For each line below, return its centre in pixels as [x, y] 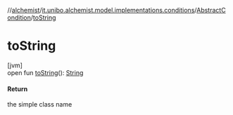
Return [18, 89]
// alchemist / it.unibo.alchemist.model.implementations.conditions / [102, 10]
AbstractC [211, 10]
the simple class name [40, 104]
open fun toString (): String [45, 72]
